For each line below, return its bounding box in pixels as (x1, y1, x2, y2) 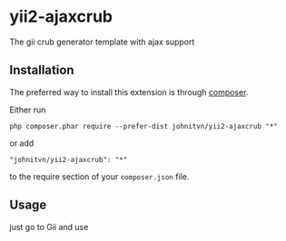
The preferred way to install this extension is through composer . (9, 86, 249, 97)
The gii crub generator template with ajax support (9, 36, 195, 47)
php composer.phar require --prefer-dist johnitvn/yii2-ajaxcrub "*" (9, 121, 279, 130)
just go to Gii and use (9, 221, 89, 232)
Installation (9, 63, 74, 78)
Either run (9, 104, 46, 115)
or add (9, 138, 35, 149)
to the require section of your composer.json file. (9, 170, 190, 182)
